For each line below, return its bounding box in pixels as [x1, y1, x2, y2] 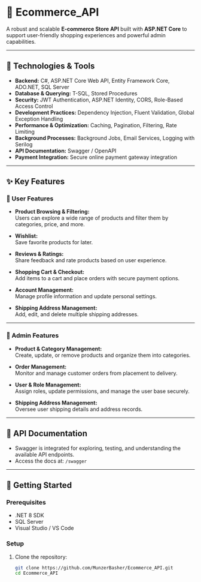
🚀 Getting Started [6, 480, 72, 490]
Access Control [14, 102, 53, 110]
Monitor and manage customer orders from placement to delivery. [14, 369, 178, 377]
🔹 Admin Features [6, 331, 59, 340]
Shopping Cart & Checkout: [14, 268, 85, 275]
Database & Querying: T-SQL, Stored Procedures [14, 89, 138, 97]
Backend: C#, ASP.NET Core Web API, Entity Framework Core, [14, 77, 170, 84]
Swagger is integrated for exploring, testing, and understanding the [14, 444, 181, 452]
